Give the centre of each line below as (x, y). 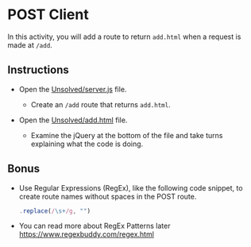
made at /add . (30, 44)
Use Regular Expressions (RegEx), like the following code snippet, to (131, 187)
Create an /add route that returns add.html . (101, 104)
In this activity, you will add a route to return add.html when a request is (124, 37)
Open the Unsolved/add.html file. (73, 120)
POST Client (48, 15)
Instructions (38, 70)
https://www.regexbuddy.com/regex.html (86, 234)
